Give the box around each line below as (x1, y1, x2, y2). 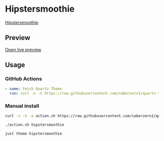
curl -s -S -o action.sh (5, 114, 56, 119)
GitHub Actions (5, 76, 42, 82)
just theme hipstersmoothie (5, 131, 62, 136)
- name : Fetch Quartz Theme (5, 86, 62, 91)
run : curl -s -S (9, 91, 42, 96)
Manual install (5, 102, 40, 109)
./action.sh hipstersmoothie (5, 122, 64, 127)
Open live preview (5, 46, 41, 52)
